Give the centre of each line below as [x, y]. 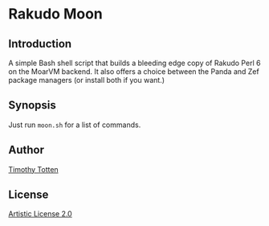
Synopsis [32, 105]
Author [26, 150]
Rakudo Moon [55, 14]
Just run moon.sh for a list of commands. [75, 125]
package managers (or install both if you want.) [87, 80]
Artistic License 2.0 [40, 214]
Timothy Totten [33, 169]
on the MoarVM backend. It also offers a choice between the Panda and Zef [134, 72]
